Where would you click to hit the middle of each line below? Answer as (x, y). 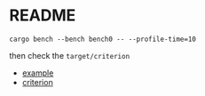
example (38, 73)
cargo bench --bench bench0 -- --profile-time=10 (103, 39)
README (43, 16)
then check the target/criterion (70, 55)
